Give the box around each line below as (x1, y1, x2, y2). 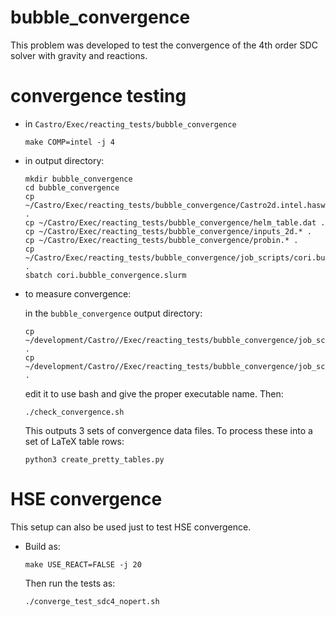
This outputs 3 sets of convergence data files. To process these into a (24, 424, 313, 436)
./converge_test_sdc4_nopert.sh (24, 596, 160, 606)
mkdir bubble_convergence (24, 174, 133, 184)
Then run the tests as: (24, 577, 116, 589)
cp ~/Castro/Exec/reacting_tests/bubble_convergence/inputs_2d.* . (24, 226, 312, 236)
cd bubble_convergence (24, 182, 120, 193)
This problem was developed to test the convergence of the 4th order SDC (10, 39, 318, 51)
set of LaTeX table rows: (24, 435, 125, 447)
